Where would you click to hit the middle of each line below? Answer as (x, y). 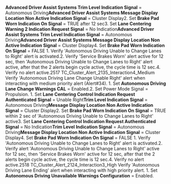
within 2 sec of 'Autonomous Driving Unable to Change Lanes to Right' (79, 116)
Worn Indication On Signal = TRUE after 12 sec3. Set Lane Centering (78, 24)
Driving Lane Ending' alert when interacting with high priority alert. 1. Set (81, 170)
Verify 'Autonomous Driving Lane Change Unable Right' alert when (75, 78)
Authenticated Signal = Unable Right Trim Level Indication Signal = (77, 100)
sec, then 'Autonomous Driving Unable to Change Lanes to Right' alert (79, 62)
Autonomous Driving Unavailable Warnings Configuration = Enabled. (80, 176)
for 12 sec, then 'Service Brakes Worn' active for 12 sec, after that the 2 (80, 154)
